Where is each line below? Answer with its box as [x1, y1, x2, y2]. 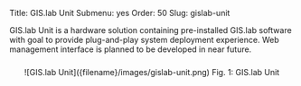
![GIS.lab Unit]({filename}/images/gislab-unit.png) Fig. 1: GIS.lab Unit [24, 67, 280, 77]
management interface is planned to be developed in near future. [9, 44, 252, 55]
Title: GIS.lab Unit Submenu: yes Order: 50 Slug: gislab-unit [9, 8, 230, 18]
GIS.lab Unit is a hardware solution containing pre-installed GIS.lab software [9, 25, 292, 35]
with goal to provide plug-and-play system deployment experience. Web [9, 35, 279, 45]
